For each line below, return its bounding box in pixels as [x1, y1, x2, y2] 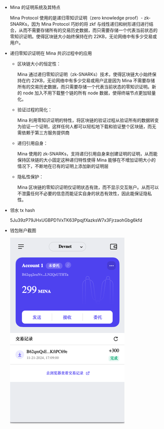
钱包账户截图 [9, 227, 36, 233]
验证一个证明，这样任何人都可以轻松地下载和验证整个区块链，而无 [21, 124, 157, 129]
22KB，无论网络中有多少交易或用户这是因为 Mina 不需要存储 [31, 77, 155, 83]
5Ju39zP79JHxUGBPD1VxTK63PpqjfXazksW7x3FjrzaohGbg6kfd [9, 217, 142, 223]
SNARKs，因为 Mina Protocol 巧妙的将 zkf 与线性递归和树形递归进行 [9, 21, 150, 27]
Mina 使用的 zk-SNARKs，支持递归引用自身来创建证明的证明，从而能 [17, 151, 158, 156]
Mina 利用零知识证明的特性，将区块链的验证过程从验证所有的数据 [17, 117, 150, 123]
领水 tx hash [9, 208, 35, 213]
